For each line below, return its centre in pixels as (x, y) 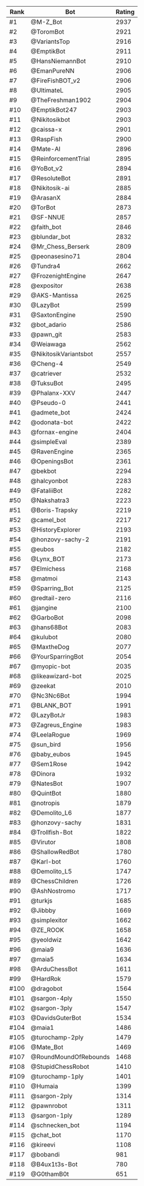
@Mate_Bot (47, 1047)
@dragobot (47, 989)
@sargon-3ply (52, 1008)
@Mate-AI (46, 149)
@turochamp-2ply (57, 1037)
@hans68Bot (49, 627)
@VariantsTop (50, 41)
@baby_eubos (51, 754)
